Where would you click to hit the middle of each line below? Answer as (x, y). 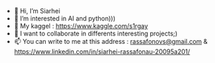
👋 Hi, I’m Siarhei (37, 11)
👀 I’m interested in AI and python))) (65, 18)
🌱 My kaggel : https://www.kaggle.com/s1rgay (81, 26)
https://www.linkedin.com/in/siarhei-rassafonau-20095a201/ (102, 52)
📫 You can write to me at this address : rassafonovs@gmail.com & (111, 41)
